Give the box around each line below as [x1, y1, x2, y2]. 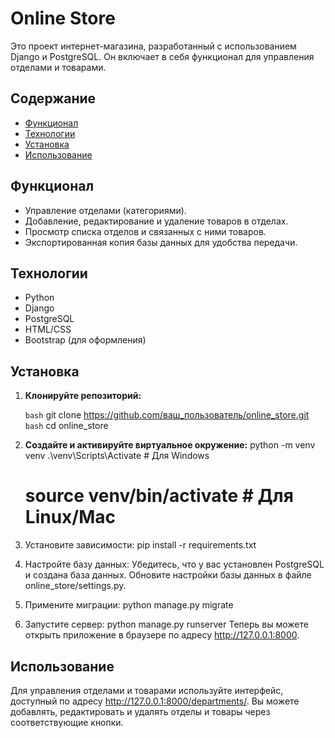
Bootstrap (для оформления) [24, 334, 147, 346]
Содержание [10, 90, 97, 107]
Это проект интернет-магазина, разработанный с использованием [10, 40, 297, 52]
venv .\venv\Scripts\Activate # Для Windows [24, 450, 210, 462]
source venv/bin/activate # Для [24, 485, 294, 507]
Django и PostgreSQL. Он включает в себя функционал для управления [10, 50, 315, 62]
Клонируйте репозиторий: [24, 390, 142, 402]
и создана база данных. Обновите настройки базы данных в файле [24, 569, 312, 581]
